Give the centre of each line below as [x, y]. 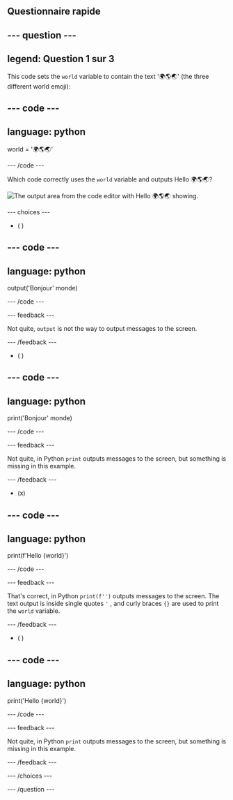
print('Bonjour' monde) [40, 418]
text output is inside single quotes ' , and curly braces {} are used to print [113, 604]
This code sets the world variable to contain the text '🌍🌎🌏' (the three [108, 76]
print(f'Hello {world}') [38, 556]
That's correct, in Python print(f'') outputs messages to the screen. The [113, 596]
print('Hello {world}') [37, 700]
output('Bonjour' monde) [42, 288]
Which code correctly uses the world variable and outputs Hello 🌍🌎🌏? [110, 179]
